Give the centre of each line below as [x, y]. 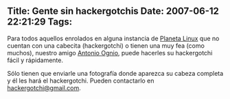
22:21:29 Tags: [40, 22]
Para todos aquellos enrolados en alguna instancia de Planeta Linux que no [113, 38]
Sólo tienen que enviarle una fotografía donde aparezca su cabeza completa [115, 73]
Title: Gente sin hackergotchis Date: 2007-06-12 [113, 11]
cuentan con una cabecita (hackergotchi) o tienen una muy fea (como [106, 45]
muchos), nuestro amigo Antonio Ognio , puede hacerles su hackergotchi [110, 53]
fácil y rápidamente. [35, 60]
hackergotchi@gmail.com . [44, 87]
